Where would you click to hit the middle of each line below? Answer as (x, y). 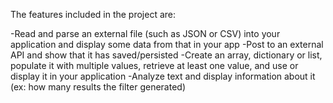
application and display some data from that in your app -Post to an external (167, 44)
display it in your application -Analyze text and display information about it (163, 76)
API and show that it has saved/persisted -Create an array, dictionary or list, (166, 55)
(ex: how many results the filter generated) (98, 87)
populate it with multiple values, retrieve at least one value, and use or (154, 65)
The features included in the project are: (93, 14)
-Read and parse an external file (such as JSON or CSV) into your (145, 33)
